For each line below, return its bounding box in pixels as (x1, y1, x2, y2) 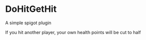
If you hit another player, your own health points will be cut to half (5, 29, 141, 35)
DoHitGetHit (5, 3, 57, 15)
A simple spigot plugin (5, 20, 52, 26)
